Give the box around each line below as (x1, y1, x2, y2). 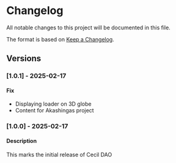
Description (6, 137, 37, 144)
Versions (6, 53, 42, 64)
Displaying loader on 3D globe (15, 100, 92, 107)
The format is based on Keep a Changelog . (6, 35, 114, 43)
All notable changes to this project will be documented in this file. (6, 24, 171, 31)
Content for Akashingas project (15, 107, 94, 114)
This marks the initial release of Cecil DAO (6, 151, 112, 158)
